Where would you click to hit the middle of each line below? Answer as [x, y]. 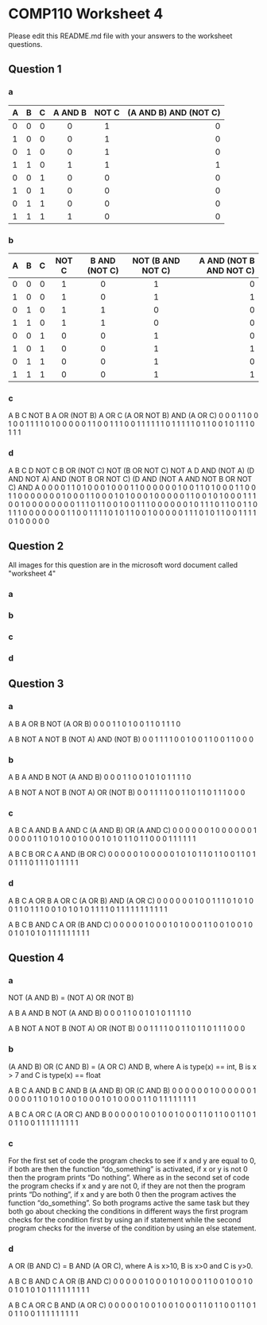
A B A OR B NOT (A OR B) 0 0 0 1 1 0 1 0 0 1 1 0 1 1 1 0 [95, 723]
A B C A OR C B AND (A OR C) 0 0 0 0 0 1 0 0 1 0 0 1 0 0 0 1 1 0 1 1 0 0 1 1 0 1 [132, 1305]
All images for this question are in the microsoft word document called [123, 565]
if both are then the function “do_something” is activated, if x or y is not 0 [128, 1168]
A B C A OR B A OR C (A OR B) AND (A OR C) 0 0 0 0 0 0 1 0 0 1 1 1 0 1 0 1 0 [131, 901]
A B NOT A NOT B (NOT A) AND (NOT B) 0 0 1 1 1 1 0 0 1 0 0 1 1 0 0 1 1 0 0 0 [131, 739]
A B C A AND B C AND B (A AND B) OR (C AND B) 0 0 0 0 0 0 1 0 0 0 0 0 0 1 [132, 1091]
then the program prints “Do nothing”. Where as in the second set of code [129, 1177]
